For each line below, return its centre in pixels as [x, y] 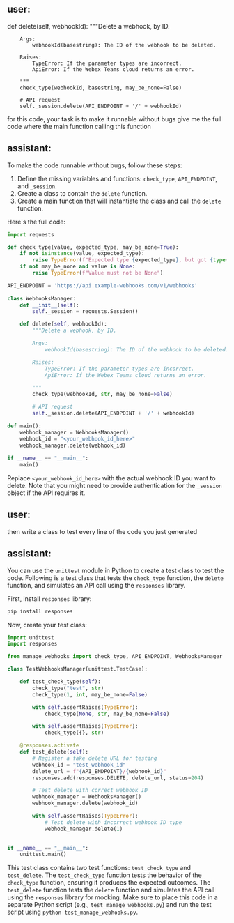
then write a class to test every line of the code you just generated [102, 531]
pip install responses [40, 611]
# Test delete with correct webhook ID [90, 791]
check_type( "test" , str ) [68, 688]
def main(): [24, 426]
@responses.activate [49, 746]
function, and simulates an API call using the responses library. [96, 585]
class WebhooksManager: [42, 298]
